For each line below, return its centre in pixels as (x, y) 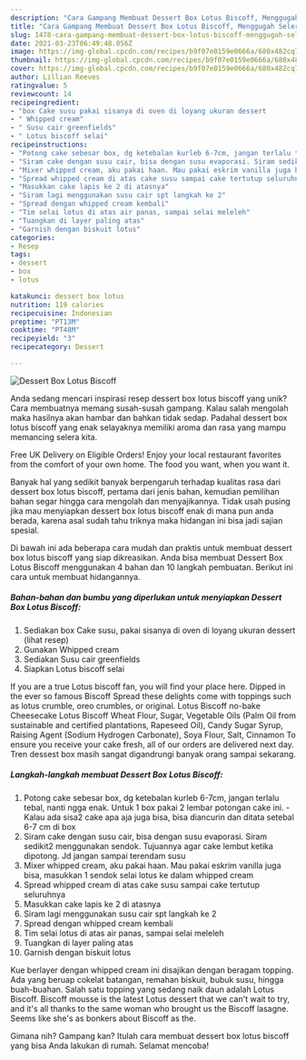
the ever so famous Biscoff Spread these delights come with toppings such (151, 695)
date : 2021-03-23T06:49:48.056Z (71, 43)
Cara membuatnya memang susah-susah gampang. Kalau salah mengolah (149, 408)
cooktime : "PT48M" (45, 330)
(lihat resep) (46, 640)
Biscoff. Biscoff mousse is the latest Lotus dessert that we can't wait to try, (150, 999)
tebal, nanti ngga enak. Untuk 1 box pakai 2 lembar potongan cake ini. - (157, 807)
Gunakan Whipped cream (71, 649)
